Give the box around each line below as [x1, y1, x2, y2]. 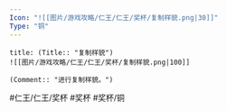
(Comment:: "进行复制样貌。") [9, 75, 114, 84]
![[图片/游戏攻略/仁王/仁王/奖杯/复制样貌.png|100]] [9, 58, 191, 67]
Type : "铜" [9, 22, 50, 31]
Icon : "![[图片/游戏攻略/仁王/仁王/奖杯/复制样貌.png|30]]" [9, 13, 219, 23]
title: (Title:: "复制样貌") [9, 48, 114, 57]
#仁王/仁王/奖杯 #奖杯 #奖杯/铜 [9, 92, 125, 103]
